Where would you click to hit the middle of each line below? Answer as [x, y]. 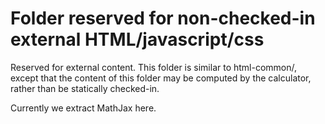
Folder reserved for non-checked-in [163, 18]
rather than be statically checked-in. [85, 88]
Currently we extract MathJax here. [83, 108]
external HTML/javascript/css [137, 39]
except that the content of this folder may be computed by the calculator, [161, 78]
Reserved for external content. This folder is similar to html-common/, [154, 67]
